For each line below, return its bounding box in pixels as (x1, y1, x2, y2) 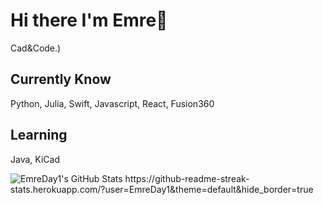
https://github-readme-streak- (124, 172, 250, 184)
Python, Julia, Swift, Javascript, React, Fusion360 (10, 97, 215, 109)
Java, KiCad (10, 153, 60, 165)
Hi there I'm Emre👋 (10, 9, 168, 32)
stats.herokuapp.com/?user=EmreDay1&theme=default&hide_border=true (10, 183, 314, 195)
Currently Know (10, 71, 112, 88)
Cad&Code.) (10, 42, 62, 54)
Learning (10, 127, 68, 144)
